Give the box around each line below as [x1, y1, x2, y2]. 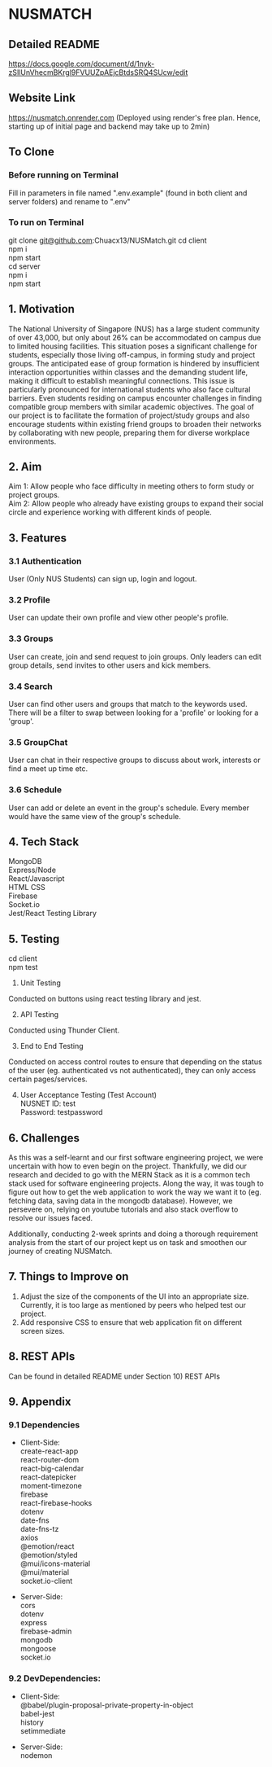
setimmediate [19, 1725, 67, 1735]
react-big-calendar [19, 1463, 84, 1474]
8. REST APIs [8, 1349, 76, 1364]
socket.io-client [19, 1576, 73, 1586]
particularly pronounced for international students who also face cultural [8, 384, 251, 394]
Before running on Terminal [8, 169, 119, 181]
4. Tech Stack [8, 835, 80, 848]
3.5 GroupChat [8, 736, 68, 748]
